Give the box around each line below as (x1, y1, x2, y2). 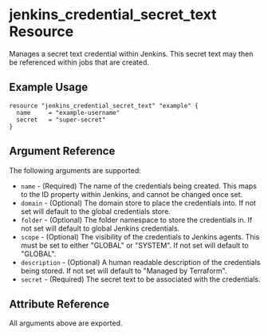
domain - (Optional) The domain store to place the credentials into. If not (20, 198, 256, 208)
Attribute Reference (9, 297, 110, 310)
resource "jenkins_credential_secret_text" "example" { (9, 101, 199, 109)
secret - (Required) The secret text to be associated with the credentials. (20, 274, 261, 284)
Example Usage (9, 81, 89, 94)
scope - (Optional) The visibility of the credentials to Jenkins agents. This (20, 231, 260, 241)
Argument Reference (9, 144, 116, 158)
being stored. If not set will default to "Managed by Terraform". (20, 266, 227, 275)
